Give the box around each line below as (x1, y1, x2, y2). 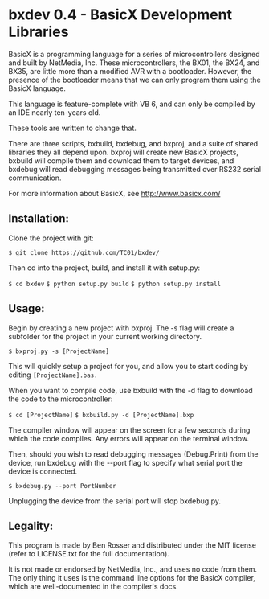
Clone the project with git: (8, 233, 94, 243)
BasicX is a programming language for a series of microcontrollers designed (8, 49, 260, 59)
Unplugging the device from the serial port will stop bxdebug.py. (8, 496, 222, 506)
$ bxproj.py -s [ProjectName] (8, 347, 110, 355)
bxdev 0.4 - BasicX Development (8, 6, 233, 24)
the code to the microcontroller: (8, 394, 113, 404)
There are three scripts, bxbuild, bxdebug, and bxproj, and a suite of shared (8, 138, 259, 148)
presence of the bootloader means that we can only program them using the (8, 75, 261, 84)
